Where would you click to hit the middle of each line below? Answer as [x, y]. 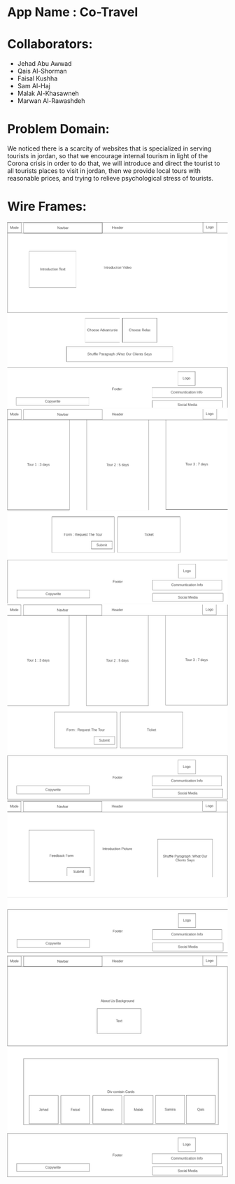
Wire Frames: [47, 207]
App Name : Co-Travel [73, 12]
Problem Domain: [58, 129]
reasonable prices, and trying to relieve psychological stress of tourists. [111, 179]
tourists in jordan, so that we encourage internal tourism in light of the [108, 156]
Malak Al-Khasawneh [48, 93]
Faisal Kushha [37, 78]
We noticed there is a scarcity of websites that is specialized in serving [109, 148]
